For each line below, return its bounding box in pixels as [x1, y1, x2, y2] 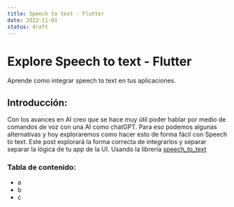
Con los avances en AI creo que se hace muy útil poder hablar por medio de [7, 115, 226, 124]
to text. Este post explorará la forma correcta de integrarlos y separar [7, 138, 207, 146]
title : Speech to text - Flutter [7, 10, 105, 17]
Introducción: [7, 97, 68, 108]
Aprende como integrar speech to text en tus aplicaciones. [7, 76, 176, 85]
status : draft [7, 23, 49, 30]
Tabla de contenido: [7, 162, 77, 172]
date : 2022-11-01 [7, 17, 58, 24]
